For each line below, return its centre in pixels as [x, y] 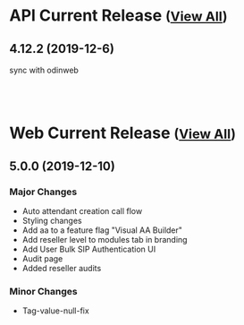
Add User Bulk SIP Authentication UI [89, 249]
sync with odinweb [44, 70]
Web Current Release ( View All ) [123, 133]
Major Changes [43, 192]
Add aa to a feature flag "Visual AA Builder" [102, 230]
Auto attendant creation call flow [82, 210]
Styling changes [52, 220]
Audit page [42, 258]
